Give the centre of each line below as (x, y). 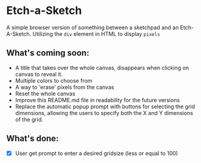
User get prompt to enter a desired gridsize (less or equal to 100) (97, 153)
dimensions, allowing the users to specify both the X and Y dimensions (104, 113)
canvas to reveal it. (39, 74)
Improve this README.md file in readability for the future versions (97, 100)
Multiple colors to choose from (54, 80)
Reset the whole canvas (45, 93)
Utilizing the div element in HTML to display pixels (96, 33)
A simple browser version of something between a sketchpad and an (93, 27)
